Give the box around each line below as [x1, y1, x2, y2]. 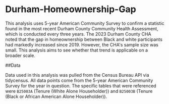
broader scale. [5, 52, 35, 59]
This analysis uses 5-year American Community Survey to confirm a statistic [5, 20, 164, 26]
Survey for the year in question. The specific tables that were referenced [5, 82, 156, 89]
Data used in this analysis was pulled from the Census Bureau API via [5, 72, 150, 78]
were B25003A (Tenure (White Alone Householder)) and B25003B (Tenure [5, 88, 153, 94]
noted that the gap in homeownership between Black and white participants [5, 36, 163, 42]
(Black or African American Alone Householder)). [5, 93, 107, 99]
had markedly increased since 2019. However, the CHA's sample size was [5, 41, 159, 47]
